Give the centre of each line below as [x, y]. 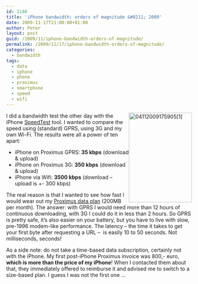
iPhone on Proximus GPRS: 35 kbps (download [72, 152]
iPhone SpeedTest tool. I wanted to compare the [65, 122]
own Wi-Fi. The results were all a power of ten [62, 134]
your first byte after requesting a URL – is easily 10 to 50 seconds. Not [92, 232]
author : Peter [24, 28]
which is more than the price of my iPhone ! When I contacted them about [96, 262]
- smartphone [27, 88]
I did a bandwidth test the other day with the [60, 116]
